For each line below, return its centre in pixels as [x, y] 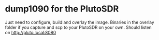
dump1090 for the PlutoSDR [62, 9]
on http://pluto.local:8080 [31, 32]
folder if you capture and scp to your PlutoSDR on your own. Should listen [78, 27]
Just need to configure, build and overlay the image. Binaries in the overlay [80, 22]
